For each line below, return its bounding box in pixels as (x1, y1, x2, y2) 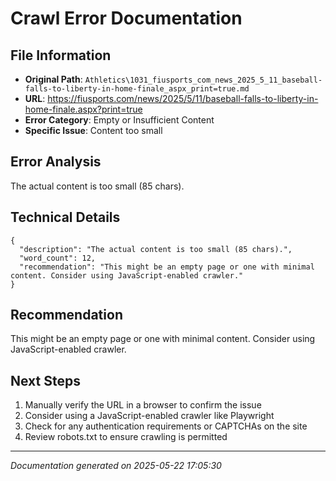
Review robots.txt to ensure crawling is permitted (24, 431, 228, 443)
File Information (10, 47, 112, 64)
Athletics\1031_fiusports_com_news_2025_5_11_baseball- (84, 75, 323, 85)
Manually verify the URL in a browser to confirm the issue (24, 399, 262, 411)
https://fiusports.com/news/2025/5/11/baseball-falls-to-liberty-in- (47, 93, 319, 104)
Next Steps (10, 372, 81, 389)
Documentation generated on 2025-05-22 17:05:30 (10, 460, 222, 472)
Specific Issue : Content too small (24, 125, 163, 136)
